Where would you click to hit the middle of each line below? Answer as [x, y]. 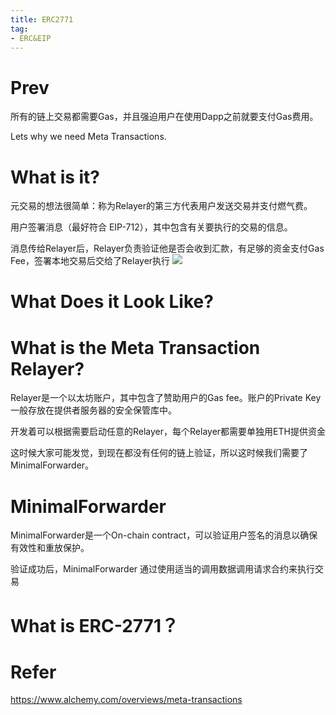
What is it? [55, 177]
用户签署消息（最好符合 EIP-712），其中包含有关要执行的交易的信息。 [151, 227]
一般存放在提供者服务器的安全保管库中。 [93, 410]
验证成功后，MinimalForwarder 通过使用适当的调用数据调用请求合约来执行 [163, 569]
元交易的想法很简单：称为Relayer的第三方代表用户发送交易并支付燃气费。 [161, 206]
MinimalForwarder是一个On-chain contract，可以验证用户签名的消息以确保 [164, 535]
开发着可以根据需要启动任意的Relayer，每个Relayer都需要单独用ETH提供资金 [168, 432]
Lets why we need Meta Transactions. [88, 137]
